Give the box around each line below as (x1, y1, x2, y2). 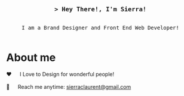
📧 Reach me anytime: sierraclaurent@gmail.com (6, 83, 131, 91)
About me (6, 51, 56, 64)
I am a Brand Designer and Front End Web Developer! (22, 24, 179, 32)
